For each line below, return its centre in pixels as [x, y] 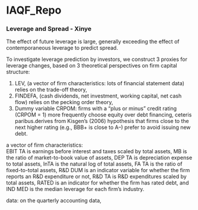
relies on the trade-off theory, [51, 90]
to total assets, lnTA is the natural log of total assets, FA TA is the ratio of [94, 164]
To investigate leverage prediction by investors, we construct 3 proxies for [97, 59]
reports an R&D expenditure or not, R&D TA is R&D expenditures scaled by [96, 177]
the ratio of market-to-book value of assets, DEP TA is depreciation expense [99, 158]
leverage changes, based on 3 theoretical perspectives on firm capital [92, 66]
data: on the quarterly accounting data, [54, 201]
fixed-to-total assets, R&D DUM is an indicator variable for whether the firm [98, 170]
